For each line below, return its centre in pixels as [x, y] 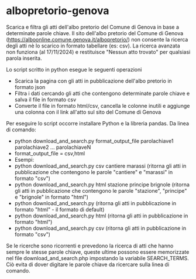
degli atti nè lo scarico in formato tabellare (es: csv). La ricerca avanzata [93, 46]
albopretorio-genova [58, 11]
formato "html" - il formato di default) [59, 209]
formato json [30, 87]
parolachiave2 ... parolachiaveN [53, 147]
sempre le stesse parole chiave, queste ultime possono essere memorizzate [98, 252]
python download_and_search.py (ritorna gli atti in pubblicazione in [95, 203]
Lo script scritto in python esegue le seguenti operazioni [74, 69]
